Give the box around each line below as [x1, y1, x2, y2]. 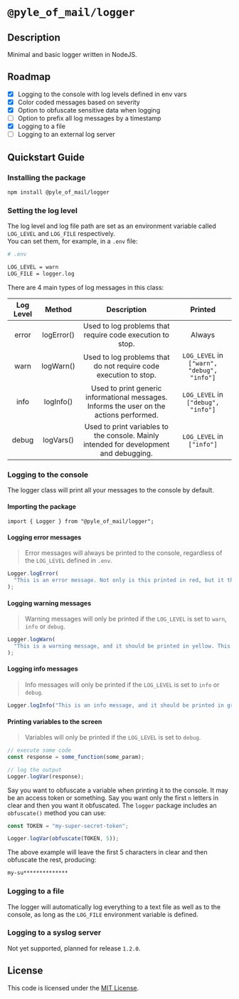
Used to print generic [91, 383, 162, 393]
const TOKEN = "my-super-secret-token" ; [7, 822, 129, 829]
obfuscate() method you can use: [7, 808, 107, 817]
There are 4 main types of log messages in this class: [7, 283, 164, 291]
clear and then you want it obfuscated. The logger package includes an [7, 801, 217, 809]
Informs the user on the [87, 401, 166, 411]
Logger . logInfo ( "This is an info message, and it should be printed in [7, 702, 224, 709]
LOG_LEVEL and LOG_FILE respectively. [7, 229, 116, 238]
